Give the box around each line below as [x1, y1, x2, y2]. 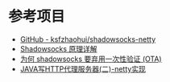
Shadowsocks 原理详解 [19, 43, 97, 53]
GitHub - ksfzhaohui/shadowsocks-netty [19, 34, 156, 44]
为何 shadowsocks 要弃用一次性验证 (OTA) [19, 54, 163, 64]
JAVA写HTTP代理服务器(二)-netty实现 [19, 64, 147, 73]
